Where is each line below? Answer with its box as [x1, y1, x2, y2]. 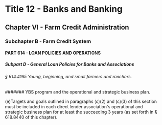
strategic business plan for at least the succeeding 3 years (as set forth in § [5, 109, 158, 115]
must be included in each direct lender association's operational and [5, 103, 143, 109]
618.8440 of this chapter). [5, 114, 58, 120]
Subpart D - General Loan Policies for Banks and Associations [5, 61, 135, 67]
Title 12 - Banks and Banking [5, 3, 123, 15]
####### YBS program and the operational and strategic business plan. [5, 89, 151, 94]
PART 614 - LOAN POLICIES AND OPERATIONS [5, 50, 101, 56]
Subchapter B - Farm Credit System [5, 38, 92, 45]
